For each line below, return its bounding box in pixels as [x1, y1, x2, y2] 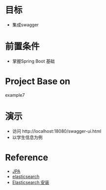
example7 [5, 92, 25, 98]
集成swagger [12, 22, 39, 28]
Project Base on [5, 76, 71, 87]
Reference [5, 152, 48, 163]
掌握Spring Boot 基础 [12, 58, 55, 64]
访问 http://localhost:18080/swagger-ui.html [12, 128, 102, 134]
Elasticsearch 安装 [12, 179, 50, 185]
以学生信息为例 [12, 134, 43, 140]
